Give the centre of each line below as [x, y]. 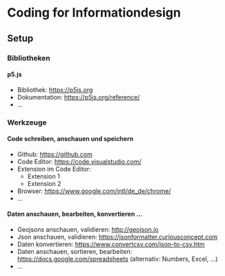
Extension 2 [44, 183]
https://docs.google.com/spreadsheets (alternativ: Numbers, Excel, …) [117, 259]
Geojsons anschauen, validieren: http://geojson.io [88, 230]
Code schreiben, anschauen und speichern [70, 139]
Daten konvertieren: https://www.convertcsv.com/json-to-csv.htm [111, 244]
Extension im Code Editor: [54, 169]
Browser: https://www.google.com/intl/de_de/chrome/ [94, 191]
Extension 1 [43, 176]
